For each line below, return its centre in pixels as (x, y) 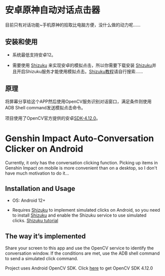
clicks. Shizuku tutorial (35, 221)
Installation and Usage (40, 188)
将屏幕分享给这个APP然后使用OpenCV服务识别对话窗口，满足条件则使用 (78, 101)
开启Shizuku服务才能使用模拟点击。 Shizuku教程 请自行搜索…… (80, 71)
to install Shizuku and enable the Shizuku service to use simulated (79, 215)
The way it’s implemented (46, 236)
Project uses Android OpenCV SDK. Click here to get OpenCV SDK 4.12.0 (79, 268)
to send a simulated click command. (42, 259)
